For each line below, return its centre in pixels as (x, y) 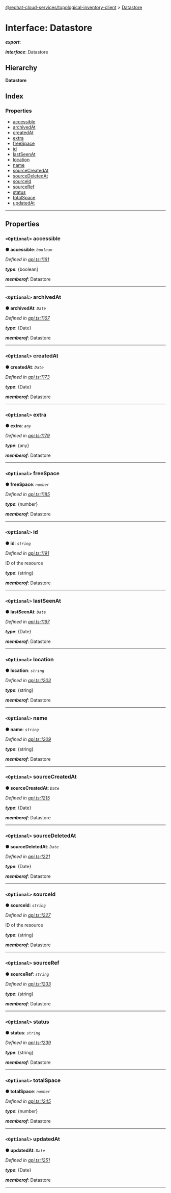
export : (13, 42)
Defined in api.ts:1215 (27, 798)
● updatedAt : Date (25, 1150)
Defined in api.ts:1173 (27, 377)
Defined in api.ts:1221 (28, 857)
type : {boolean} (22, 269)
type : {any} (17, 446)
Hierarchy (21, 68)
